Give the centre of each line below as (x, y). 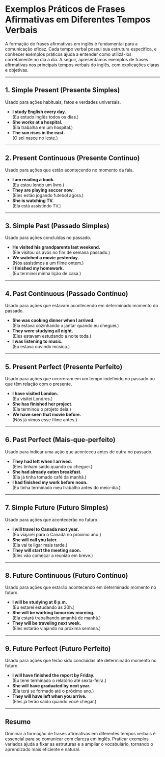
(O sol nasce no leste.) (35, 138)
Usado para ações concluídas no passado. (48, 238)
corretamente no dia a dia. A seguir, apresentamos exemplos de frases (77, 59)
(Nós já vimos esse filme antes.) (45, 420)
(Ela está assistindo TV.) (37, 205)
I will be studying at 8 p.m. (40, 602)
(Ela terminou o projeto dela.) (41, 409)
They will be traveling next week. (46, 623)
